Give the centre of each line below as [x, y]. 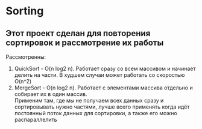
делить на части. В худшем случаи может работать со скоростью [99, 75]
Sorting [25, 11]
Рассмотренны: [26, 57]
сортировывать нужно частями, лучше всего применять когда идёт [102, 107]
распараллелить [36, 119]
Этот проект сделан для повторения [78, 33]
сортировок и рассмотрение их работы [85, 42]
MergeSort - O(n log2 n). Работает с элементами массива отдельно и [104, 88]
